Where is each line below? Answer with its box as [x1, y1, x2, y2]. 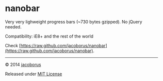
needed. [5, 24, 22, 29]
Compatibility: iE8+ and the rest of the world [5, 33, 94, 39]
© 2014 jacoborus [5, 61, 41, 67]
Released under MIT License [5, 71, 62, 77]
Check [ [5, 42, 21, 48]
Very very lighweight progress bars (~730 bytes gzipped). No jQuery [5, 19, 142, 25]
